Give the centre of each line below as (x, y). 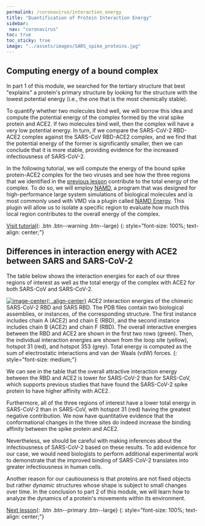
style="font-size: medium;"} (42, 359)
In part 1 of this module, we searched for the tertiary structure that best (96, 86)
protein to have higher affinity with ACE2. (58, 391)
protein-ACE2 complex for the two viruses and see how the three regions (99, 175)
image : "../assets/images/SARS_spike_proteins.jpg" (73, 47)
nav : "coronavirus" (34, 29)
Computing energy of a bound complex (83, 71)
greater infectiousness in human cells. (54, 467)
